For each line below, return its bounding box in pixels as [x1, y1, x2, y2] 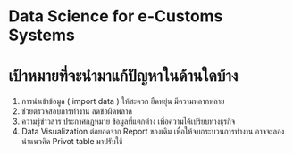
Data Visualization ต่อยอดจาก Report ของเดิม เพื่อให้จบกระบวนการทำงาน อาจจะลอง [21, 126, 285, 137]
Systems [8, 25, 75, 45]
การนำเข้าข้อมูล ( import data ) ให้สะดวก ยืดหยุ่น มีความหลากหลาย [21, 96, 225, 107]
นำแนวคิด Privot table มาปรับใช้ [21, 136, 123, 147]
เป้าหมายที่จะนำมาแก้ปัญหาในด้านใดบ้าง [8, 66, 239, 86]
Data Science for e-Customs [8, 6, 223, 27]
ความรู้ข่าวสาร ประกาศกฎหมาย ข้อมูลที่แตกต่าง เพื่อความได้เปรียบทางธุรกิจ [21, 116, 236, 126]
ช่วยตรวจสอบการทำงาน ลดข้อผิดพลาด [21, 106, 133, 117]
